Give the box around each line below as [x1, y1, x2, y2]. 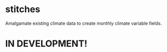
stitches [5, 4, 41, 15]
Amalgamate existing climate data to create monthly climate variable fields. [5, 20, 162, 26]
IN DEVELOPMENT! [5, 38, 88, 49]
